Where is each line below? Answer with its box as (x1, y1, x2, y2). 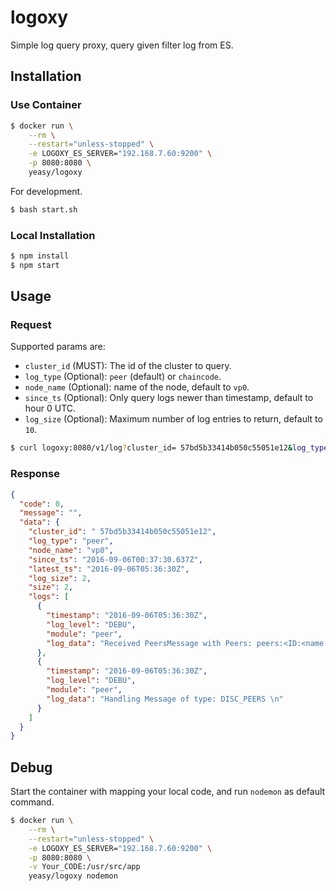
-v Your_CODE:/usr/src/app (28, 862, 141, 872)
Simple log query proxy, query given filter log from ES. (10, 39, 234, 51)
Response (10, 467, 60, 481)
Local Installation (10, 228, 96, 242)
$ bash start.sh (10, 204, 78, 215)
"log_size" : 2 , (28, 573, 92, 583)
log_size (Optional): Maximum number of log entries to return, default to (24, 413, 323, 425)
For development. (10, 185, 83, 197)
